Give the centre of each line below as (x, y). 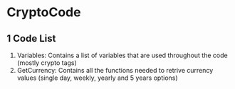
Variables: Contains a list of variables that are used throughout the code (122, 55)
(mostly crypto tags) (47, 63)
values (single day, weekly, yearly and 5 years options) (98, 78)
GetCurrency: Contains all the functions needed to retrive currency (115, 70)
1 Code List (31, 38)
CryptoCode (44, 12)
